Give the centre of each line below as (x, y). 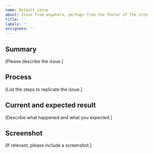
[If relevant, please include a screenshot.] (48, 145)
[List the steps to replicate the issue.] (44, 89)
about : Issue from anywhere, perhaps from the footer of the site (76, 15)
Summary (21, 49)
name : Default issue (27, 10)
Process (18, 77)
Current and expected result (50, 105)
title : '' (16, 19)
